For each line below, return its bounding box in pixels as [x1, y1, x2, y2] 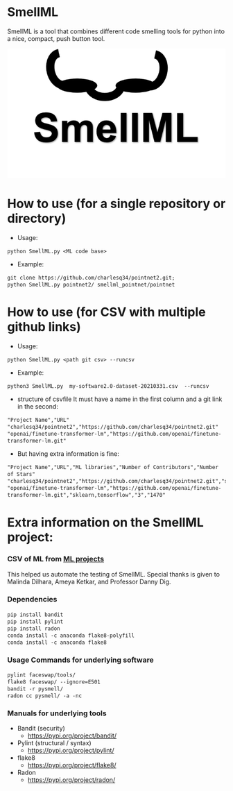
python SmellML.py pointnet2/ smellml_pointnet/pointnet [7, 282, 175, 289]
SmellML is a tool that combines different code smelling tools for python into [7, 27, 225, 35]
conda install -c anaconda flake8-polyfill [7, 632, 135, 639]
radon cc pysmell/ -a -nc [7, 692, 82, 699]
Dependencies [7, 595, 58, 604]
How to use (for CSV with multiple [7, 305, 206, 320]
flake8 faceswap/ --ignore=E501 [7, 679, 101, 686]
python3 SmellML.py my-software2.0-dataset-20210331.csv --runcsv [7, 383, 209, 390]
